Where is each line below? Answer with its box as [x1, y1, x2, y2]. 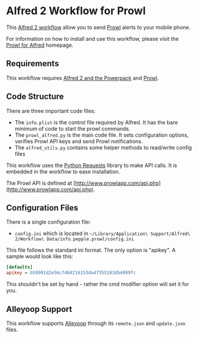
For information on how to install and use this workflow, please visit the [6, 35, 179, 42]
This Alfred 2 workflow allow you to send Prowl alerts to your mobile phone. [6, 24, 191, 31]
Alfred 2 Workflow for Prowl [6, 4, 146, 18]
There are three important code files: [6, 107, 96, 114]
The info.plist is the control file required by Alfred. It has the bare [14, 118, 178, 125]
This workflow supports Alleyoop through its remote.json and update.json [6, 320, 186, 327]
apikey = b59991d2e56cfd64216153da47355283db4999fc [6, 270, 136, 276]
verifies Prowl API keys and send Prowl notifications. [14, 137, 143, 144]
